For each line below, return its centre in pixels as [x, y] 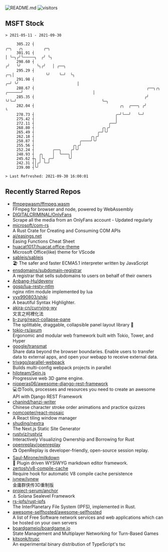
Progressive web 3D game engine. [48, 378]
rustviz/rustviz [27, 434]
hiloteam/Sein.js [29, 373]
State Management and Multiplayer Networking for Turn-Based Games [86, 533]
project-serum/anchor [35, 491]
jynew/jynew [26, 479]
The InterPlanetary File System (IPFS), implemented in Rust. [74, 507]
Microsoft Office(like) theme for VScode [54, 252]
